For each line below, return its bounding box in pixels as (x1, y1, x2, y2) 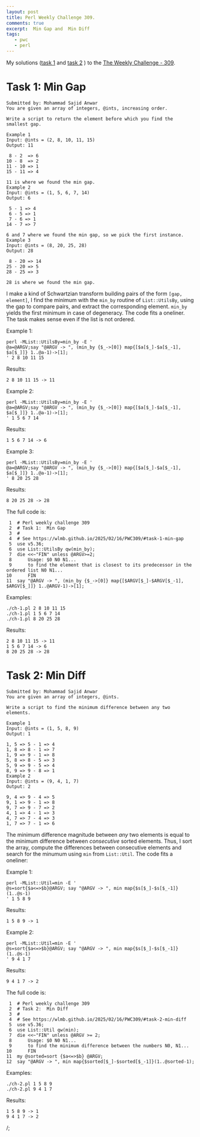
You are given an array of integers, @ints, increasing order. (6, 105, 168, 112)
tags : (6, 31, 20, 37)
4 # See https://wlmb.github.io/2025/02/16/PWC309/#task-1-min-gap (8, 535, 184, 541)
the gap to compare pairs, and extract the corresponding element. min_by (6, 303, 187, 310)
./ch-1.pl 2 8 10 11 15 (6, 605, 66, 611)
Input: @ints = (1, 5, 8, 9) (6, 725, 79, 731)
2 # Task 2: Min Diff (8, 1006, 68, 1012)
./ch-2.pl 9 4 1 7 (6, 1086, 52, 1092)
